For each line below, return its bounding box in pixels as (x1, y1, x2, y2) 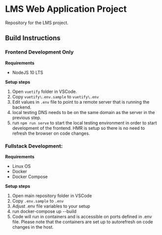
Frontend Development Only (5, 49, 74, 56)
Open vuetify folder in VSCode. (12, 88, 77, 94)
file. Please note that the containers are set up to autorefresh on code (12, 219, 153, 225)
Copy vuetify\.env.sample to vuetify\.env (12, 93, 99, 99)
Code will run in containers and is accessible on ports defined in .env (12, 213, 152, 219)
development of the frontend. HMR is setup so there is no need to (12, 125, 145, 131)
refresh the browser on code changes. (12, 130, 90, 136)
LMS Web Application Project (5, 3, 127, 15)
